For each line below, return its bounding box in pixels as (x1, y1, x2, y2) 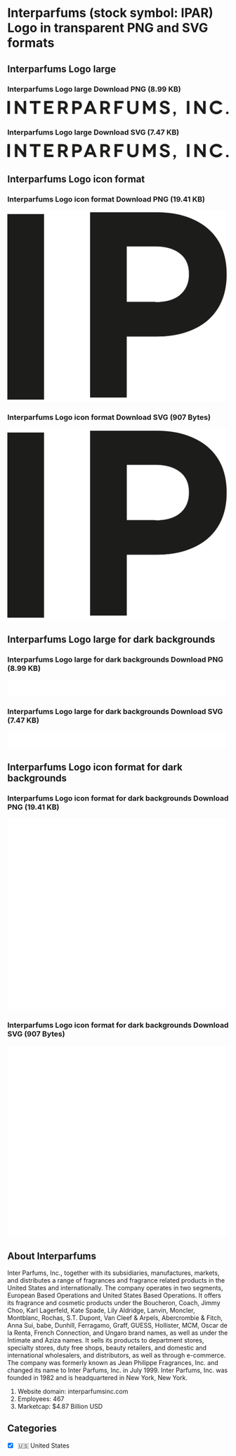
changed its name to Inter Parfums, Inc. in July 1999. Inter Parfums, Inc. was (7, 1366, 228, 1374)
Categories (7, 1422, 58, 1435)
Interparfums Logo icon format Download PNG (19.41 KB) (7, 194, 205, 204)
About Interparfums (7, 1250, 97, 1262)
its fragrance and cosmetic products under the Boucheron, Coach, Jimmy (7, 1299, 221, 1307)
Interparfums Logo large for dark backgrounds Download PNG (7, 654, 223, 664)
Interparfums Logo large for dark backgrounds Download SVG (7, 706, 223, 716)
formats (7, 35, 55, 51)
